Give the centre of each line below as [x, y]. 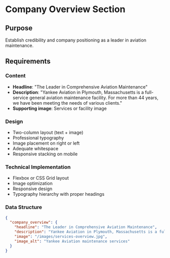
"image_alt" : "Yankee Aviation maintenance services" [72, 241]
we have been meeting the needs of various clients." [67, 103]
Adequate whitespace [35, 148]
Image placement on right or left [46, 143]
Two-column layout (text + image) [48, 132]
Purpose [19, 28]
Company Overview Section [65, 9]
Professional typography [38, 138]
